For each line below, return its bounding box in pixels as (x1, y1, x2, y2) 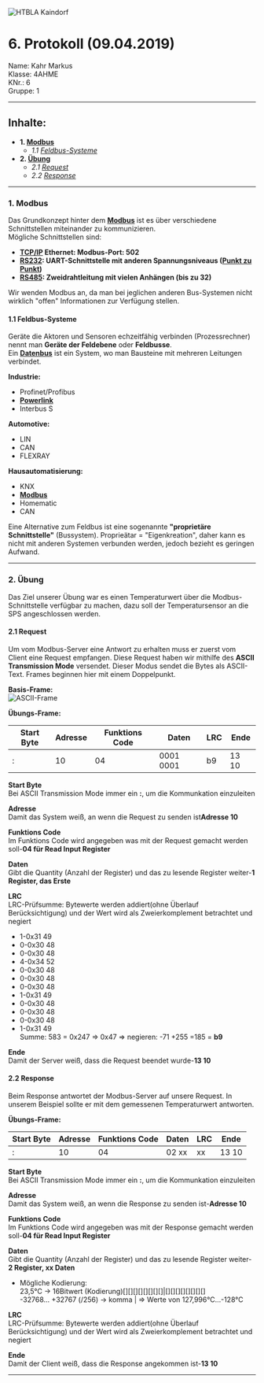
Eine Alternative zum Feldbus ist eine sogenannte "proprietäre (8, 522, 211, 531)
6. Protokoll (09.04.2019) (8, 35, 175, 53)
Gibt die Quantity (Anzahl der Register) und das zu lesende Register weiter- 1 (8, 867, 255, 877)
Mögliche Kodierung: (19, 1278, 88, 1287)
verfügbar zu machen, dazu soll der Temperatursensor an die (49, 601, 249, 610)
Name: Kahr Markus (8, 61, 73, 70)
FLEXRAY (19, 451, 51, 460)
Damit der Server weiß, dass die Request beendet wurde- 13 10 (8, 1056, 211, 1065)
